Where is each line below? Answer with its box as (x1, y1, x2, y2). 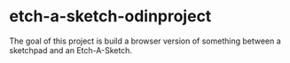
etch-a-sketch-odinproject (9, 6, 212, 27)
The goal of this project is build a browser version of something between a (9, 35, 281, 46)
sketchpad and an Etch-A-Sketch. (9, 44, 133, 55)
